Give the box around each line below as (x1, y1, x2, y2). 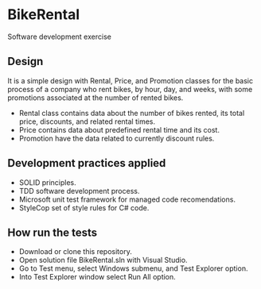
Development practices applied (7, 156, 166, 170)
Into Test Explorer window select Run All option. (18, 272, 176, 282)
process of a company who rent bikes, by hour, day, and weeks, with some (7, 84, 253, 94)
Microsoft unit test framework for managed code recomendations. (18, 195, 236, 204)
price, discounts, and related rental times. (18, 117, 156, 126)
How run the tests (7, 225, 98, 239)
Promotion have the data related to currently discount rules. (18, 133, 215, 143)
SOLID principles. (18, 177, 76, 187)
